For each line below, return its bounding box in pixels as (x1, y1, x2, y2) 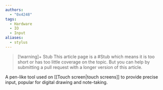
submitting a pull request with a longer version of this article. (17, 64, 142, 70)
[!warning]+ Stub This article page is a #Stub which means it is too (17, 53, 155, 59)
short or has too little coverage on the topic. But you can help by (17, 58, 150, 65)
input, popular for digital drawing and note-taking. (5, 79, 108, 85)
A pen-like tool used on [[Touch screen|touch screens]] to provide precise (5, 73, 158, 80)
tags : (5, 16, 16, 21)
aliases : (5, 35, 23, 40)
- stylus (9, 40, 28, 45)
